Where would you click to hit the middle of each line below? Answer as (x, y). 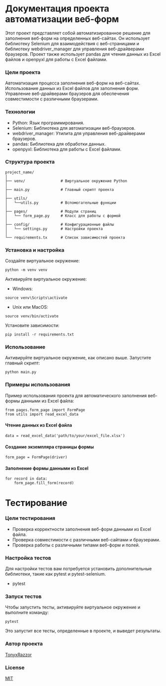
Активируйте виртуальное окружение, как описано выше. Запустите (78, 358)
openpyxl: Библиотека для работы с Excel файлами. (67, 149)
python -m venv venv (27, 270)
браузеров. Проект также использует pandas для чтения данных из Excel (83, 54)
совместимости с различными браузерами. (52, 99)
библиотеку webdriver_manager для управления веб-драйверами (75, 49)
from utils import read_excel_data (42, 414)
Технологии (20, 112)
